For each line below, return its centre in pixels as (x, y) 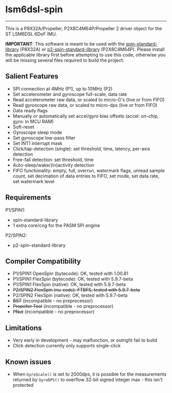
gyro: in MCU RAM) (33, 121)
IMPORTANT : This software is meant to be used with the (65, 44)
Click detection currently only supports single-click (67, 346)
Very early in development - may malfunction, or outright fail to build (85, 340)
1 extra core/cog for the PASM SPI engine (56, 225)
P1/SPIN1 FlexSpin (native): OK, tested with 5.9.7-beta (69, 284)
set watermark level (34, 181)
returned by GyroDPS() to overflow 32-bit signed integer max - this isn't (88, 380)
